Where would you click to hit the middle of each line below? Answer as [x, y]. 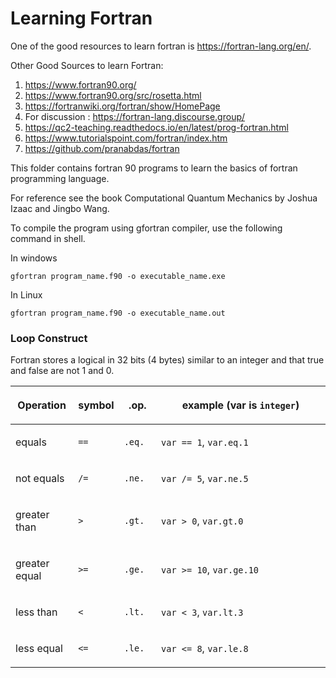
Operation [42, 405]
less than [36, 612]
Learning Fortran [81, 18]
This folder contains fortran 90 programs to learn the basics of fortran [154, 168]
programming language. [60, 178]
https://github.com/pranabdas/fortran [102, 148]
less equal [39, 649]
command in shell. [48, 238]
